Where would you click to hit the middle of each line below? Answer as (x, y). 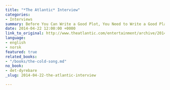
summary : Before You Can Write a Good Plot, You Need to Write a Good (81, 24)
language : (16, 38)
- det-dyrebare (21, 71)
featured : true (21, 52)
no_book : (14, 66)
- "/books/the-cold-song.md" (36, 61)
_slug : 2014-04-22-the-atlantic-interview (51, 75)
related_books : (21, 57)
